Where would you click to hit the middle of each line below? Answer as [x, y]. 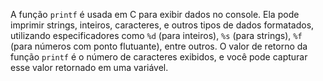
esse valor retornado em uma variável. [89, 67]
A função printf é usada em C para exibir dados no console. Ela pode [155, 14]
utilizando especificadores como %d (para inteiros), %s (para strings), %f [156, 35]
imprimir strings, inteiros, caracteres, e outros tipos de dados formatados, [162, 25]
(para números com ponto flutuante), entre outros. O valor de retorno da [159, 46]
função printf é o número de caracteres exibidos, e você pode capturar [159, 57]
